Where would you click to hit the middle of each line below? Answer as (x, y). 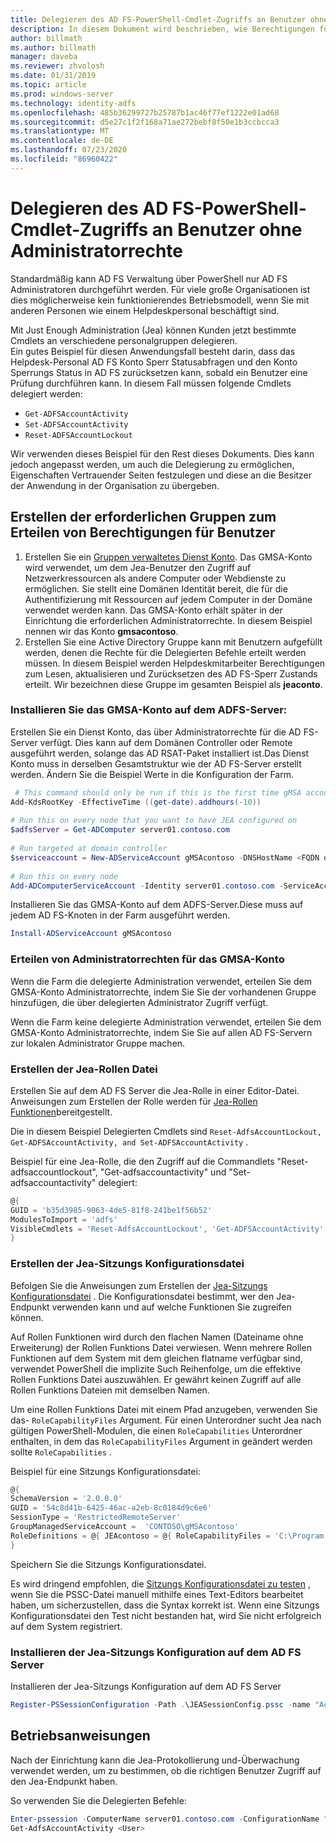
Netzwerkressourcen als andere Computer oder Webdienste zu (155, 578)
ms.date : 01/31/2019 (53, 76)
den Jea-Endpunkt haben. (64, 1781)
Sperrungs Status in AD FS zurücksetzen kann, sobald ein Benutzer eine (159, 372)
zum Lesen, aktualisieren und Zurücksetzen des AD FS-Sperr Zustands (171, 673)
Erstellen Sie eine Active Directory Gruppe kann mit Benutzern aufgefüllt (173, 642)
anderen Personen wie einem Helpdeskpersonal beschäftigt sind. (145, 310)
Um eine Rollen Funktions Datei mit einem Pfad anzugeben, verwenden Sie (164, 1409)
